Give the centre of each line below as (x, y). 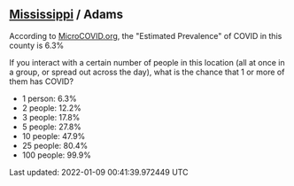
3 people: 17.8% (51, 117)
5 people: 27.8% (52, 127)
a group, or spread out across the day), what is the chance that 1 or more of (147, 72)
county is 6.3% (37, 45)
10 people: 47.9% (54, 136)
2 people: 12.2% (52, 108)
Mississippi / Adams (66, 15)
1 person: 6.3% (49, 98)
